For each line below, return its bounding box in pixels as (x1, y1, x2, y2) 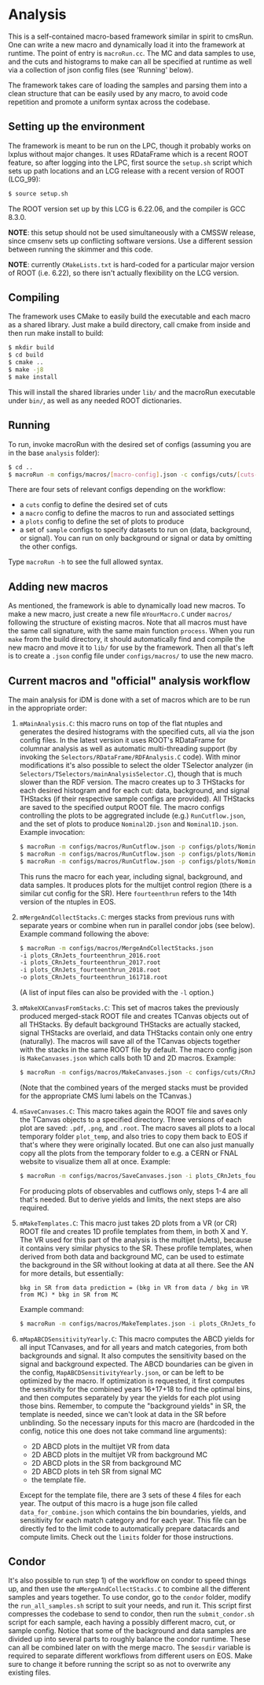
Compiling (8, 291, 60, 304)
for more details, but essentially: (19, 1268, 124, 1278)
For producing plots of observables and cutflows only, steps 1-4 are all (19, 1186, 248, 1195)
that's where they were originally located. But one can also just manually (19, 1139, 255, 1149)
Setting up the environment (8, 120, 145, 133)
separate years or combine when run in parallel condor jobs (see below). (19, 920, 255, 930)
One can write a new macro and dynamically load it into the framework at (8, 39, 245, 49)
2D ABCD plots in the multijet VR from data (31, 1441, 170, 1451)
